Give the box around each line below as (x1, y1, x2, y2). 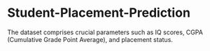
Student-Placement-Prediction (7, 5, 191, 21)
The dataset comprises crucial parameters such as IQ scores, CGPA (7, 28, 203, 36)
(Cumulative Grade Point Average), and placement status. (7, 35, 174, 43)
